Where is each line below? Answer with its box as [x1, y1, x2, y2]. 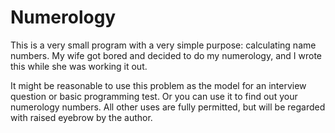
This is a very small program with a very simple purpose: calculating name [10, 39, 317, 51]
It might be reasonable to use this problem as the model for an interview [10, 79, 307, 91]
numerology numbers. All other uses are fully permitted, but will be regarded [10, 101, 326, 113]
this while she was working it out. [10, 60, 148, 72]
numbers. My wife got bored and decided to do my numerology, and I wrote [10, 49, 322, 61]
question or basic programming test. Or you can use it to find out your [10, 90, 298, 102]
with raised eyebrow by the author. [10, 111, 153, 123]
